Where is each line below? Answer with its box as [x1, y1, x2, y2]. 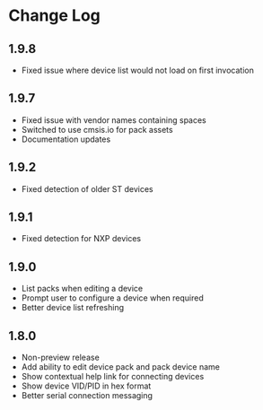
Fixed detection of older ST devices [21, 183, 153, 194]
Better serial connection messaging [21, 390, 153, 401]
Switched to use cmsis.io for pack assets [21, 124, 173, 135]
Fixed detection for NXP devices [21, 233, 141, 244]
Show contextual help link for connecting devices [21, 371, 205, 382]
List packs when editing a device [21, 284, 144, 294]
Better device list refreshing [21, 302, 125, 313]
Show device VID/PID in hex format [21, 380, 152, 391]
